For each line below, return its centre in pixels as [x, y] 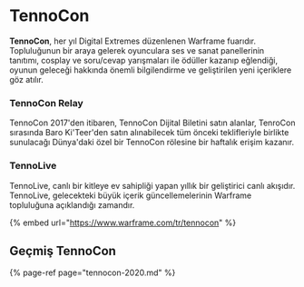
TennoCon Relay [46, 103]
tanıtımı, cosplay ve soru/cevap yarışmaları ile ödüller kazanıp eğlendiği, [144, 60]
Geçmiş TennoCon [63, 251]
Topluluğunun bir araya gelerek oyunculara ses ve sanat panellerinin [137, 50]
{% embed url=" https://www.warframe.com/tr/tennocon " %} [123, 223]
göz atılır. [26, 79]
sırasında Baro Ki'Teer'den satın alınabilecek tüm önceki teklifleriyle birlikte [149, 133]
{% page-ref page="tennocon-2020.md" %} [93, 272]
